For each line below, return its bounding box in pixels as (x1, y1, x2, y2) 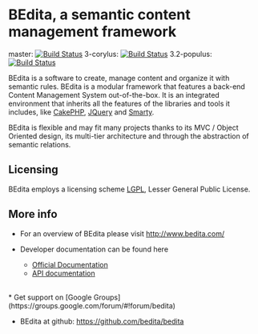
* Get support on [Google (8, 292, 92, 302)
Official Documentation (31, 260, 108, 269)
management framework (8, 22, 177, 41)
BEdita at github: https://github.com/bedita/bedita (19, 316, 184, 326)
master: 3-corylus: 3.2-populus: (8, 49, 212, 58)
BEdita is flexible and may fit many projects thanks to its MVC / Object (8, 123, 239, 132)
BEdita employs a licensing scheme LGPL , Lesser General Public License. (8, 184, 251, 194)
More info (8, 207, 58, 221)
